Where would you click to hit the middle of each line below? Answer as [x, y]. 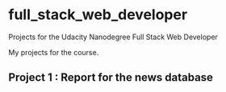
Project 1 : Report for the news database [111, 78]
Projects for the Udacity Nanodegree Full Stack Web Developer [113, 37]
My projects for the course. [54, 52]
